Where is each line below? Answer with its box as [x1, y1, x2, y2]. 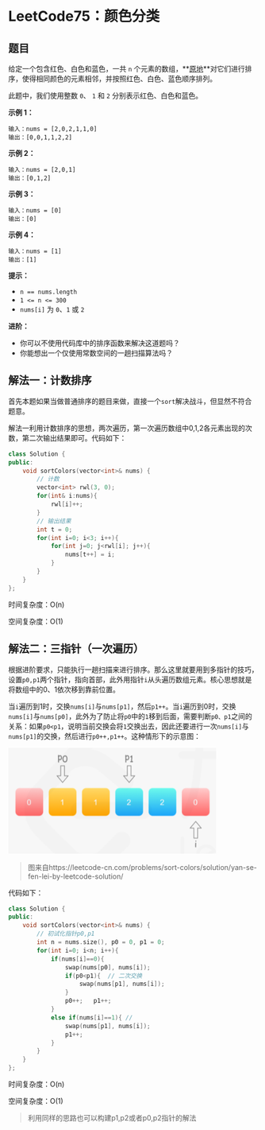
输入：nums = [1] [8, 247, 62, 255]
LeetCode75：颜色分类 [8, 7, 160, 25]
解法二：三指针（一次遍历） [8, 642, 144, 656]
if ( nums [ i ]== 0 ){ [50, 955, 105, 963]
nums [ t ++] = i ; [64, 550, 115, 559]
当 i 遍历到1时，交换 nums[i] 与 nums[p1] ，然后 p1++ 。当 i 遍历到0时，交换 [8, 701, 236, 711]
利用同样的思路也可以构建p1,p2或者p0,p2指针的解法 [27, 1113, 197, 1122]
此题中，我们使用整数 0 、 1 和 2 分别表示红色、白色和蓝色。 [8, 91, 203, 100]
